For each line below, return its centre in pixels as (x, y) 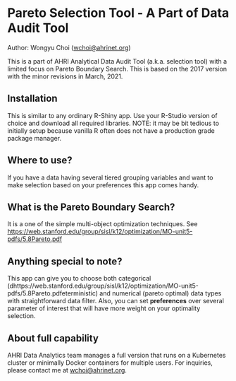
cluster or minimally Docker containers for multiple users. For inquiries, (110, 363)
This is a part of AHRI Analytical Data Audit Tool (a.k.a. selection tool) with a (117, 61)
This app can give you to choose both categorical (79, 279)
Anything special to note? (65, 261)
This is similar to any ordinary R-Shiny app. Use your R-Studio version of (112, 115)
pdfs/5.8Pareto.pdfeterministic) (53, 293)
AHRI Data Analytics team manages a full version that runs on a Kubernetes (117, 355)
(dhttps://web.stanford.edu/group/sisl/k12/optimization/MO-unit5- (103, 286)
